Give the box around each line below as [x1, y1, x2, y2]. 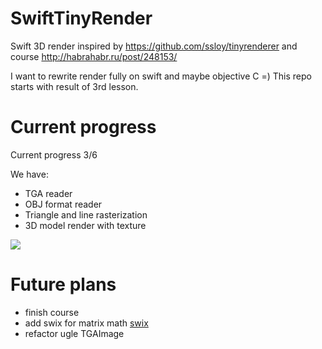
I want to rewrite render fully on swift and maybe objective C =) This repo [10, 70, 312, 82]
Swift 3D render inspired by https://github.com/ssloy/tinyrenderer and [10, 40, 298, 52]
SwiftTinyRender [10, 7, 153, 30]
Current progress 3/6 [10, 148, 98, 161]
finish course [24, 306, 80, 318]
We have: [10, 168, 49, 180]
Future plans [10, 273, 117, 296]
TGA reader [24, 187, 73, 199]
